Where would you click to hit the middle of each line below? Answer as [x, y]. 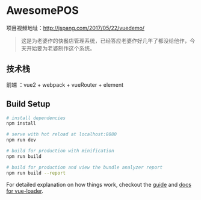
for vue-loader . [25, 191]
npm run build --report [36, 173]
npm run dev [21, 140]
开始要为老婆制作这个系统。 [60, 48]
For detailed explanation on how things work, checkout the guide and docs [99, 184]
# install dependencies [36, 118]
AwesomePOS [43, 11]
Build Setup [28, 104]
